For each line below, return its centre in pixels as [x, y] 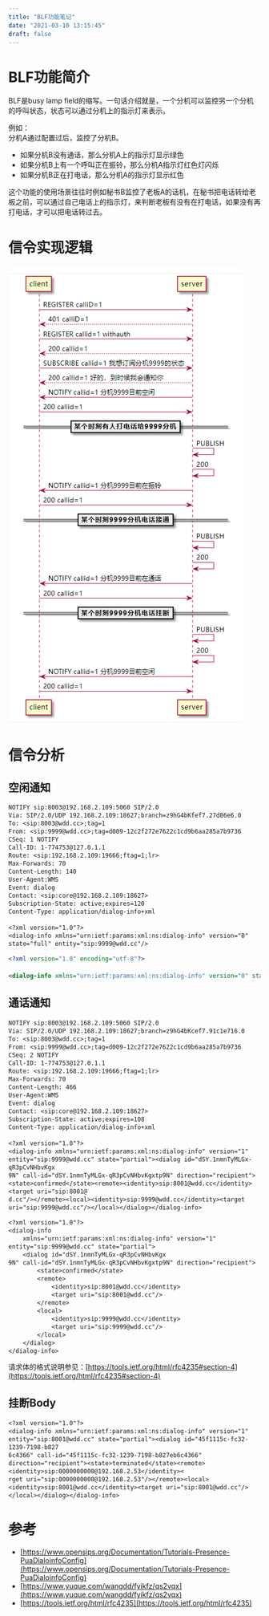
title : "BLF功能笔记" [42, 17]
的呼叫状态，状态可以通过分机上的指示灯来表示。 [89, 111]
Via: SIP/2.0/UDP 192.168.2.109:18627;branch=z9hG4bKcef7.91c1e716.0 [127, 1031]
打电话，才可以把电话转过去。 [57, 212]
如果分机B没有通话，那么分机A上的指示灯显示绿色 [102, 155]
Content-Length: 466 [43, 1087]
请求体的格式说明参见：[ [48, 1366]
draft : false [30, 34]
